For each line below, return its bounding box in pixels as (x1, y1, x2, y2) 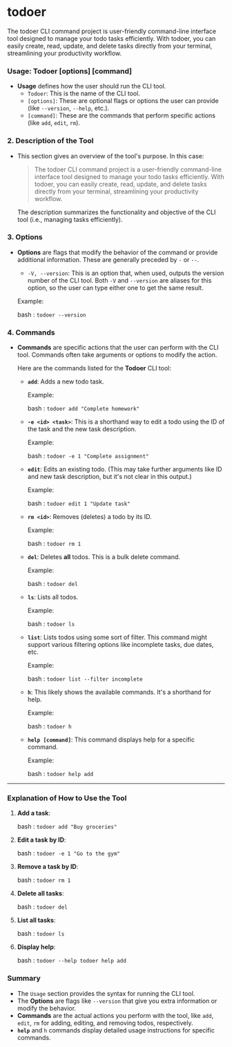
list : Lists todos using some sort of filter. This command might (27, 633, 207, 641)
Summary (7, 974, 41, 983)
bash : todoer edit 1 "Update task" (27, 499, 131, 508)
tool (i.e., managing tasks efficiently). (17, 215, 123, 223)
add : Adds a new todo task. (27, 377, 104, 386)
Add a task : (17, 809, 50, 818)
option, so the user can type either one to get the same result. (27, 283, 204, 292)
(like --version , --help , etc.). (27, 104, 110, 113)
